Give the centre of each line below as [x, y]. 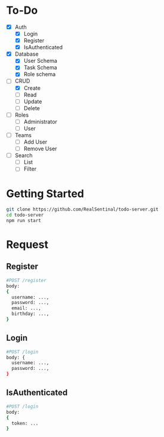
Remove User [40, 149]
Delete [32, 108]
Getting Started [45, 194]
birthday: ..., [30, 314]
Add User [35, 142]
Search [24, 156]
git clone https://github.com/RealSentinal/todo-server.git [83, 210]
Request [27, 245]
